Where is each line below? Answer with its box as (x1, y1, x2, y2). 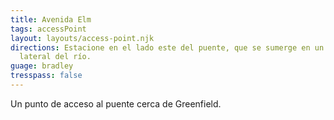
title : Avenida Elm (10, 14, 92, 25)
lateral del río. (19, 52, 92, 62)
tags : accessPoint (10, 24, 87, 34)
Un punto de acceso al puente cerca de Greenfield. (10, 97, 222, 110)
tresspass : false (10, 71, 83, 81)
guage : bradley (10, 61, 74, 71)
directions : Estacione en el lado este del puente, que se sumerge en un (10, 42, 325, 53)
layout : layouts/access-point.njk (10, 33, 155, 43)
